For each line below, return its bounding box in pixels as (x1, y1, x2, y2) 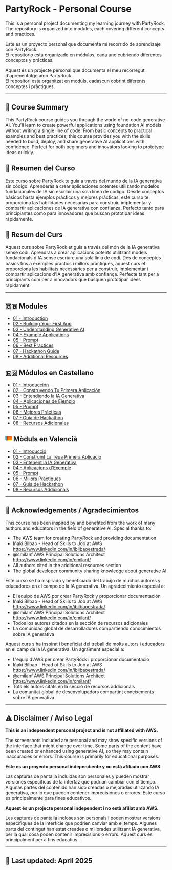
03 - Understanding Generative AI (12, 326, 84, 333)
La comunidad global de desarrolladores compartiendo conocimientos (12, 625, 161, 632)
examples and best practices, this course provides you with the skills (5, 133, 151, 139)
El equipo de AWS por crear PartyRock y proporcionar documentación (12, 593, 161, 599)
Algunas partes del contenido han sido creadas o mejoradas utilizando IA (5, 784, 160, 791)
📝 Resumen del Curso (5, 164, 75, 173)
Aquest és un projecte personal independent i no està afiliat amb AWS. (5, 805, 159, 811)
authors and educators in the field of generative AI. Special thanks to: (5, 525, 152, 531)
